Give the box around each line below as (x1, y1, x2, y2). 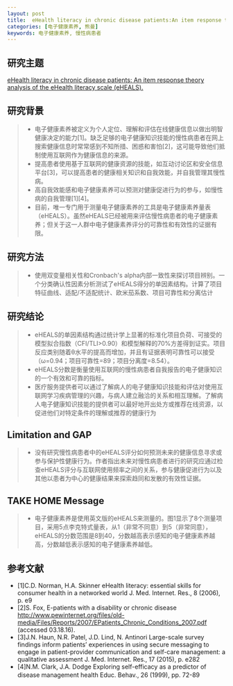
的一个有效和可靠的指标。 (34, 374, 108, 382)
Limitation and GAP (7, 428, 92, 441)
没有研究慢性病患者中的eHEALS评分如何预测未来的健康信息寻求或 (34, 449, 223, 457)
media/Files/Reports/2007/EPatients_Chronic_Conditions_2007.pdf (17, 618, 207, 626)
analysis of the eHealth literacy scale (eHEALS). (7, 83, 144, 92)
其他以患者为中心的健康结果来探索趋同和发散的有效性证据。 (34, 474, 205, 483)
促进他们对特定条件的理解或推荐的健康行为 (34, 408, 157, 417)
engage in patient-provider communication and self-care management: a (17, 647, 226, 656)
